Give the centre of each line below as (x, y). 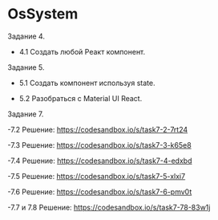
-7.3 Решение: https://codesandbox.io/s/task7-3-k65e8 (99, 145)
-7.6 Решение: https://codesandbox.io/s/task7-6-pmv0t (100, 191)
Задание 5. (26, 67)
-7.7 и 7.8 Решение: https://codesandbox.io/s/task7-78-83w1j (109, 207)
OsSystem (43, 14)
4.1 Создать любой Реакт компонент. (82, 51)
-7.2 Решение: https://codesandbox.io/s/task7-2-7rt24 (98, 129)
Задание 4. (26, 36)
